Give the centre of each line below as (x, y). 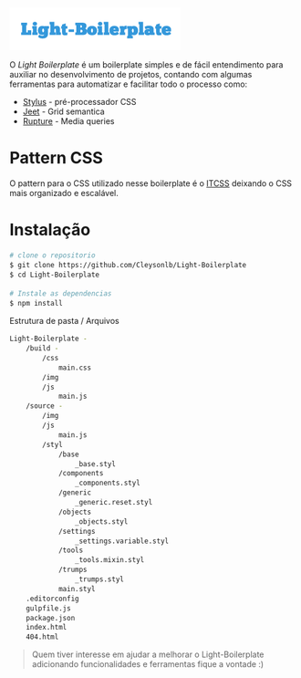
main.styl (77, 589)
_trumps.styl (99, 579)
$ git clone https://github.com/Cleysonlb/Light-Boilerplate (128, 265)
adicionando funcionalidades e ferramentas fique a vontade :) (148, 664)
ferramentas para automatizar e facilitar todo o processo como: (129, 84)
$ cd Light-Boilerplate (55, 275)
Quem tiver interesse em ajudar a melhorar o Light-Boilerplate (148, 654)
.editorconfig (52, 599)
